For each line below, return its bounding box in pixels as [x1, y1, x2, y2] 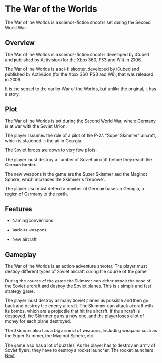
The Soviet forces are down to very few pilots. [5, 147, 97, 153]
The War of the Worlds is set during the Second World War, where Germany [5, 118, 156, 124]
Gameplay [5, 250, 37, 259]
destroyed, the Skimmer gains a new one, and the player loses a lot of [5, 313, 144, 319]
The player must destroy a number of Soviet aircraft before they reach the [5, 156, 152, 162]
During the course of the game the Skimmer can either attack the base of [5, 278, 151, 284]
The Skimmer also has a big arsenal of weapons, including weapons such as [5, 328, 157, 333]
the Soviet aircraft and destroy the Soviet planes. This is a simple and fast [5, 283, 151, 289]
